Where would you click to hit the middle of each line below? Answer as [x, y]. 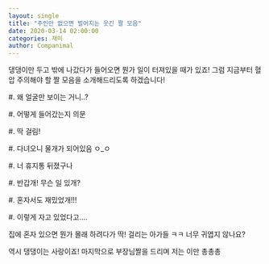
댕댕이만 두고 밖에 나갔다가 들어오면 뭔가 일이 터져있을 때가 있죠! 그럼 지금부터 [131, 70]
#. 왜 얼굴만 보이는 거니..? [48, 97]
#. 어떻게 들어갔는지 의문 [47, 115]
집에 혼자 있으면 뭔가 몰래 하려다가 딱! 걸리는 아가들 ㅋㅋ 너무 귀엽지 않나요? [127, 234]
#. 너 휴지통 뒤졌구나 [41, 166]
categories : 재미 [35, 38]
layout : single [34, 16]
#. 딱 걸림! [25, 132]
